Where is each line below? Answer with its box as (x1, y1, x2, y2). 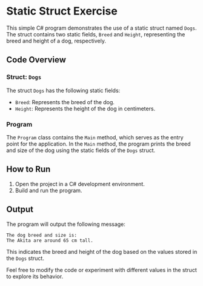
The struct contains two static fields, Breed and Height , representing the (6, 30, 185, 38)
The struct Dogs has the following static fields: (6, 87, 121, 94)
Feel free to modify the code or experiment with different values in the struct (6, 266, 197, 273)
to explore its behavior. (6, 273, 64, 280)
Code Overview (6, 55, 67, 65)
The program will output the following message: (6, 220, 126, 228)
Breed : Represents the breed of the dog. (15, 98, 115, 105)
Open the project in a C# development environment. (15, 180, 145, 187)
